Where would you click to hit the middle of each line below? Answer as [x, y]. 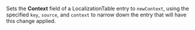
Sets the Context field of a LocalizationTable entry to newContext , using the [97, 9]
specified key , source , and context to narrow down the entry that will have [96, 15]
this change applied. [31, 21]
